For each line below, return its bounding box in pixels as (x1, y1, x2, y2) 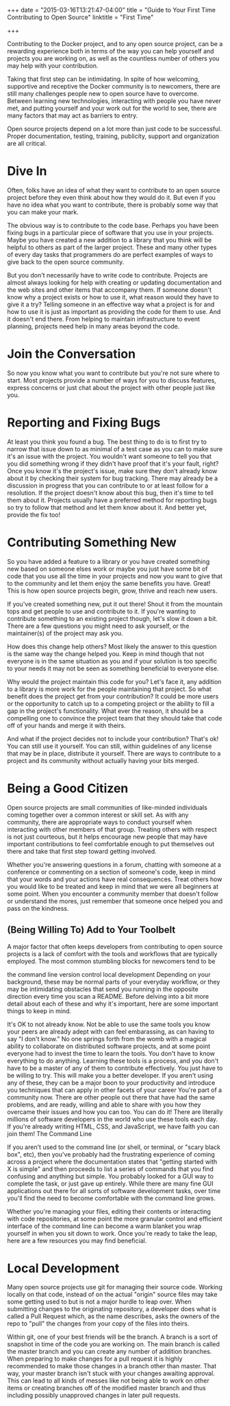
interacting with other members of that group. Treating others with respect (7, 825, 217, 833)
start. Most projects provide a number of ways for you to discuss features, (7, 376, 217, 384)
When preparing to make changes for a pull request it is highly (7, 1354, 183, 1363)
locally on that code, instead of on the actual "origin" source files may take (7, 1291, 218, 1299)
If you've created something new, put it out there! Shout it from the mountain (7, 600, 223, 608)
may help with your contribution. (7, 62, 99, 69)
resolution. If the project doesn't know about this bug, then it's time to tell (7, 488, 214, 497)
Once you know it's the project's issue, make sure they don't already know (7, 466, 218, 475)
